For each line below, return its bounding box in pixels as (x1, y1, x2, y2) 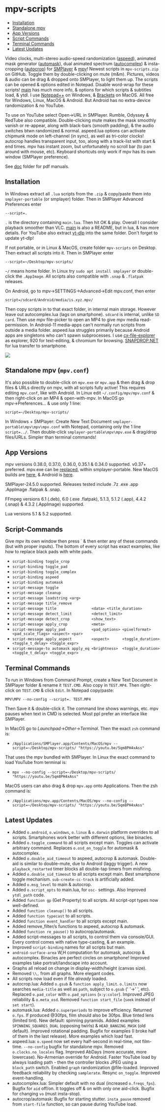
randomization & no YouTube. (5, 102, 65, 108)
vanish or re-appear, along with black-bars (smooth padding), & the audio (5, 122, 154, 128)
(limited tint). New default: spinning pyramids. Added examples (12, 1017, 140, 1023)
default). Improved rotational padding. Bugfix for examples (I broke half (12, 1028, 156, 1034)
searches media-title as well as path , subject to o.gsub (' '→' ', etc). (12, 986, 150, 992)
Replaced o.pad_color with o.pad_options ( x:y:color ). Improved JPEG (12, 991, 155, 997)
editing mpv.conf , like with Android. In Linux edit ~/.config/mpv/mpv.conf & (5, 390, 155, 396)
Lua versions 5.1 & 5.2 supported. (5, 511, 72, 517)
